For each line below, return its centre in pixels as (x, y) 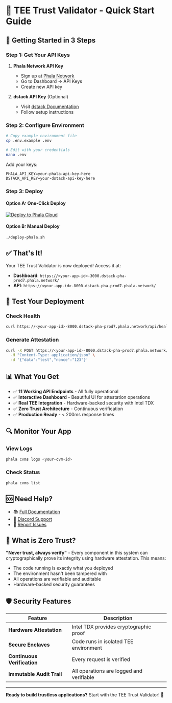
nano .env (16, 155)
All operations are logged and (107, 671)
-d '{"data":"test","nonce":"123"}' (49, 360)
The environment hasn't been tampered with (60, 573)
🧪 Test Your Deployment (45, 302)
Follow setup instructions (47, 112)
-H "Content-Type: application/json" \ (53, 355)
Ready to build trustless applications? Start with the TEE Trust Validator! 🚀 (85, 695)
